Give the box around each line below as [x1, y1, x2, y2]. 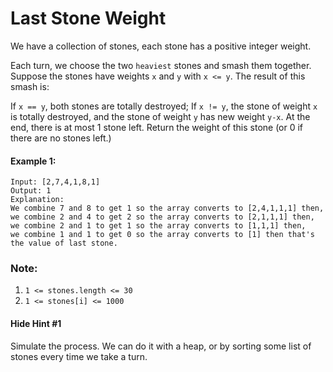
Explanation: [10, 195, 65, 205]
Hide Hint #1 [10, 318, 62, 330]
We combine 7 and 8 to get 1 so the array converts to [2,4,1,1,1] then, [10, 203, 325, 214]
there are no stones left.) [10, 132, 112, 144]
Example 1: [10, 155, 57, 167]
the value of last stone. [10, 238, 118, 249]
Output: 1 [10, 186, 52, 196]
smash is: [10, 80, 50, 92]
